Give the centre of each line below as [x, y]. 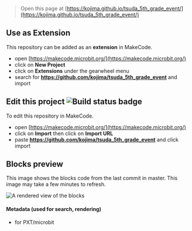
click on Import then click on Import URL [64, 133]
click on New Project [40, 64]
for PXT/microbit [34, 222]
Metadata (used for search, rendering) [54, 209]
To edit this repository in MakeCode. [50, 116]
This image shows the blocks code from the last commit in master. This [92, 178]
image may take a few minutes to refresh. [56, 184]
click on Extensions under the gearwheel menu [72, 71]
